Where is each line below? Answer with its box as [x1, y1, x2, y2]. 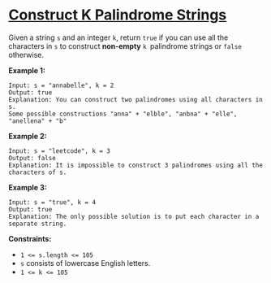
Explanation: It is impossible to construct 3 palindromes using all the [8, 161, 264, 169]
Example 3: [8, 182, 47, 192]
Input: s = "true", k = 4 [8, 198, 96, 207]
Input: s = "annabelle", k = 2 [8, 81, 114, 89]
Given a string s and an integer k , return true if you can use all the [8, 33, 229, 42]
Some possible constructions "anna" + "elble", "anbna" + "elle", [8, 110, 238, 118]
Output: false [8, 154, 57, 162]
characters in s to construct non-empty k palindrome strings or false [8, 41, 242, 50]
